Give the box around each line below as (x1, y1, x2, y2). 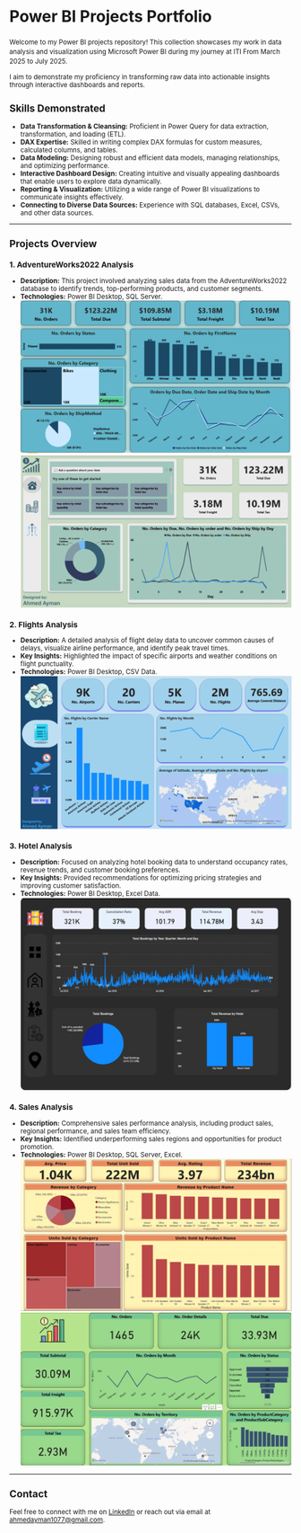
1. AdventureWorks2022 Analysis (9, 260, 134, 270)
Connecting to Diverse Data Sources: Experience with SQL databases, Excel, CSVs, (20, 200, 280, 209)
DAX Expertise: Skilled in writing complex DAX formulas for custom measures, (20, 137, 262, 146)
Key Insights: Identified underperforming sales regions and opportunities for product (20, 1134, 282, 1143)
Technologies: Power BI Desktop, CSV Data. (20, 668, 158, 677)
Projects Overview (9, 237, 98, 251)
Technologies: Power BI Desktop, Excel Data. (20, 889, 161, 898)
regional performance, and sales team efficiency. (20, 1126, 172, 1136)
